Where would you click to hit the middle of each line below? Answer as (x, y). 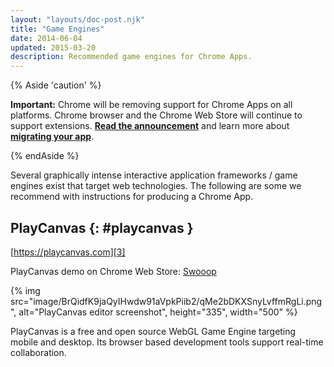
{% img (25, 290)
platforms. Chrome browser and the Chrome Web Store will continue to (156, 115)
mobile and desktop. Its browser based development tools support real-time (167, 342)
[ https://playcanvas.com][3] (68, 252)
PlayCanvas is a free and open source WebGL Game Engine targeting (153, 331)
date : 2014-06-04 (46, 38)
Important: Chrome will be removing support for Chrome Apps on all (151, 105)
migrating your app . (52, 137)
